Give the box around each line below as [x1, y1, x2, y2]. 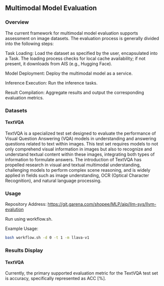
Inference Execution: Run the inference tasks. [5, 80, 98, 86]
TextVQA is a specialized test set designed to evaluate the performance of [5, 130, 156, 136]
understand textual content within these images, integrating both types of [5, 151, 155, 157]
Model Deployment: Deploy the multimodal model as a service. [5, 70, 133, 76]
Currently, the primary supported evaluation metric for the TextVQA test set [5, 270, 158, 276]
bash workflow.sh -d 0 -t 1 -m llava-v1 [5, 235, 90, 240]
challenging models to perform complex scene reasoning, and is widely [5, 167, 151, 173]
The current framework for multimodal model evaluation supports [5, 30, 138, 36]
